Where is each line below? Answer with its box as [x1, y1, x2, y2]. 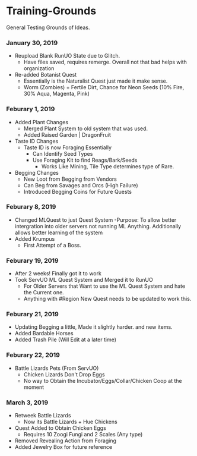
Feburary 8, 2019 [6, 203, 56, 211]
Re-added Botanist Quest [14, 71, 77, 78]
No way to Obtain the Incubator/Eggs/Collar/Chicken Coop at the [23, 377, 182, 384]
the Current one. [23, 289, 64, 296]
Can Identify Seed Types [32, 150, 93, 157]
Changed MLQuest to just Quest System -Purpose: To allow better [14, 216, 177, 224]
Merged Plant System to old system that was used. [23, 125, 148, 132]
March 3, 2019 [6, 398, 49, 407]
